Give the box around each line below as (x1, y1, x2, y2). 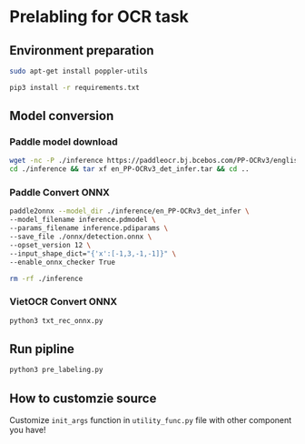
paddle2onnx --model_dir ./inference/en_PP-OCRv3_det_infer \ (9, 207, 250, 216)
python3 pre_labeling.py (9, 366, 103, 375)
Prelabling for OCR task (9, 6, 189, 27)
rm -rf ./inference (9, 274, 84, 283)
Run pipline (9, 341, 75, 357)
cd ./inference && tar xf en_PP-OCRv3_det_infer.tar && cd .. (9, 165, 250, 174)
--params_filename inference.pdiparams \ (9, 224, 169, 233)
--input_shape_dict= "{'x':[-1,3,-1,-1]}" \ (9, 248, 177, 258)
